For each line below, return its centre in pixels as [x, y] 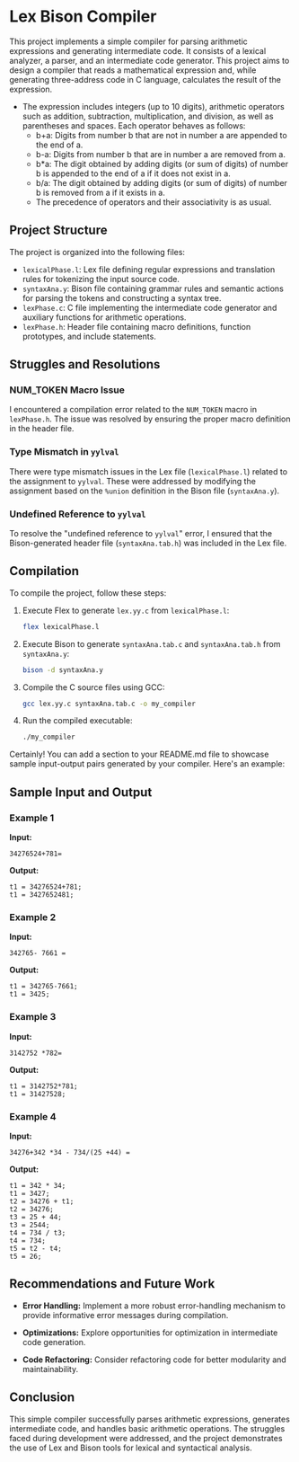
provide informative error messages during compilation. [125, 1315]
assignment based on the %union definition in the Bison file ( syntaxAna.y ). [145, 491]
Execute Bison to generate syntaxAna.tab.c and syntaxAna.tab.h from [151, 643]
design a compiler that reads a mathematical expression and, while [133, 70]
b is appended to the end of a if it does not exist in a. [133, 173]
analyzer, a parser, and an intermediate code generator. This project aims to [149, 60]
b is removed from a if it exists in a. [101, 192]
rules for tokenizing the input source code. [101, 279]
